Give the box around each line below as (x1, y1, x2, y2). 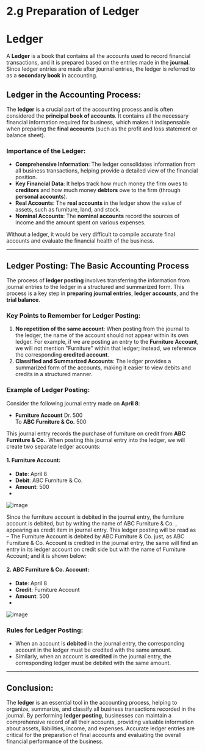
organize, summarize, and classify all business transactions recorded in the (6, 705, 196, 713)
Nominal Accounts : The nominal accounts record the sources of (15, 212, 180, 220)
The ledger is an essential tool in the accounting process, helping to (6, 699, 178, 707)
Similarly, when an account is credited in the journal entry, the (15, 653, 172, 660)
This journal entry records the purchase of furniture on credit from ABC (6, 430, 186, 437)
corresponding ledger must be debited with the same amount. (15, 660, 171, 667)
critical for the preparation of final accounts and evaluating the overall (6, 731, 182, 739)
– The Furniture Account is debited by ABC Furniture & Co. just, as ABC (6, 532, 185, 540)
